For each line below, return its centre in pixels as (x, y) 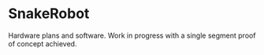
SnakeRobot (49, 14)
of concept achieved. (43, 43)
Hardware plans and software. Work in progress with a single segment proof (132, 35)
